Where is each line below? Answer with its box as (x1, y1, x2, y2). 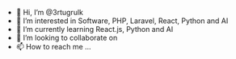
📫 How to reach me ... (15, 42, 91, 51)
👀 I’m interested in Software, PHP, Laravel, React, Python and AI (15, 16, 229, 26)
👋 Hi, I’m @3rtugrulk (15, 8, 83, 17)
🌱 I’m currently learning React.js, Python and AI (15, 25, 174, 33)
